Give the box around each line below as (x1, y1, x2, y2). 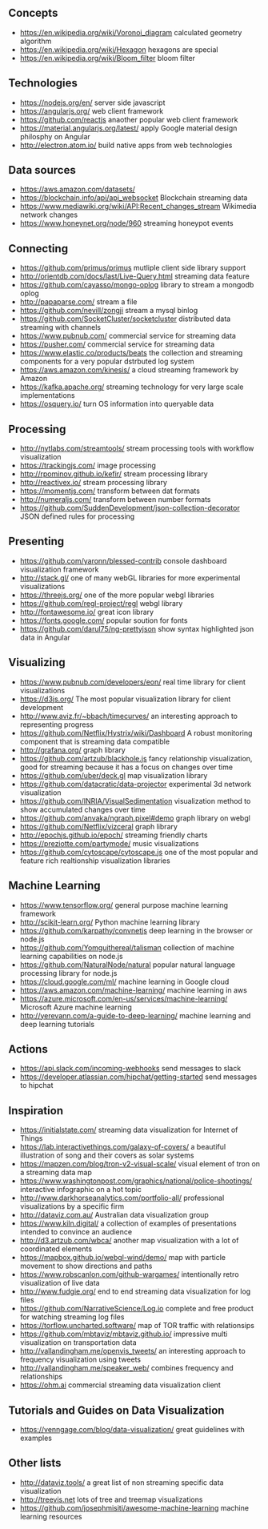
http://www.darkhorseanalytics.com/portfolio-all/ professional (19, 1193, 225, 1203)
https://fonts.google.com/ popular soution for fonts (19, 616, 188, 625)
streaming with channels (19, 323, 102, 332)
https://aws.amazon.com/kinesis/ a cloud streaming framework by (19, 365, 238, 375)
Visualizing (8, 656, 66, 669)
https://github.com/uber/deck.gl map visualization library (19, 770, 208, 780)
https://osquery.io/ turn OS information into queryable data (19, 399, 214, 409)
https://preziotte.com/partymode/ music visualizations (19, 838, 199, 848)
